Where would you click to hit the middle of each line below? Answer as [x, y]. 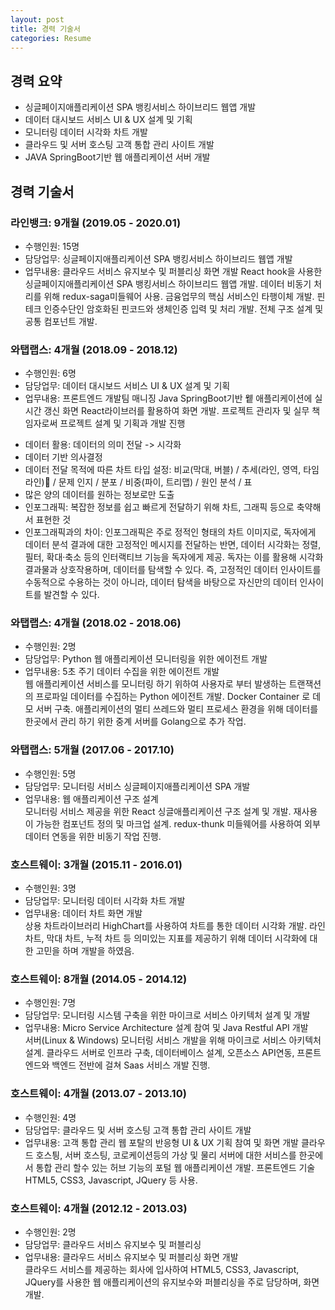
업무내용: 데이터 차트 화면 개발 [83, 913]
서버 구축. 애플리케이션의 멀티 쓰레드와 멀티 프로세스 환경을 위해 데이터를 [177, 709]
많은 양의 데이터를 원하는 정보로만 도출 [99, 495]
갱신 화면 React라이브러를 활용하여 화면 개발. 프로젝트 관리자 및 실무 [176, 411]
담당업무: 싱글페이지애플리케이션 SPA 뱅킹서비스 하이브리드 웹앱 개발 [158, 258]
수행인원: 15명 [52, 246]
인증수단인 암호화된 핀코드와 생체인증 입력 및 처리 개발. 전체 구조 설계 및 [183, 308]
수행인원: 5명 [50, 773]
